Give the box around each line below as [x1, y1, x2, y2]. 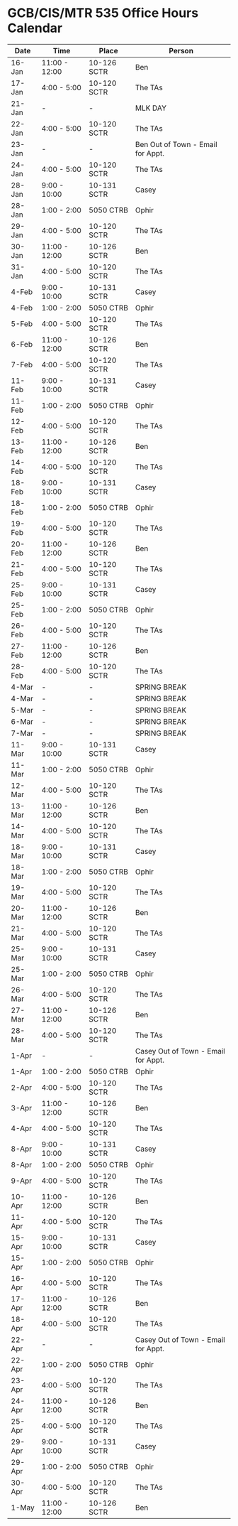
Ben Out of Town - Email [135, 139, 217, 149]
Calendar [7, 20, 62, 36]
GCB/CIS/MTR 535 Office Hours [7, 5, 199, 21]
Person [169, 45, 193, 55]
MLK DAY [135, 103, 166, 113]
